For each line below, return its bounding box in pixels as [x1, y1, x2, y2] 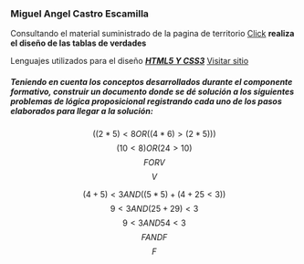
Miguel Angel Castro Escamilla [10, 7, 150, 20]
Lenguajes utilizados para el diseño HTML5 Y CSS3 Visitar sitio [10, 56, 249, 67]
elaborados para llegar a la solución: [10, 105, 153, 116]
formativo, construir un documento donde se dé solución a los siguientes [10, 86, 295, 97]
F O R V [143, 157, 165, 168]
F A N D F [141, 232, 168, 243]
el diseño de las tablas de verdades [10, 37, 147, 48]
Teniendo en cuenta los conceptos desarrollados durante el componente [10, 76, 293, 87]
